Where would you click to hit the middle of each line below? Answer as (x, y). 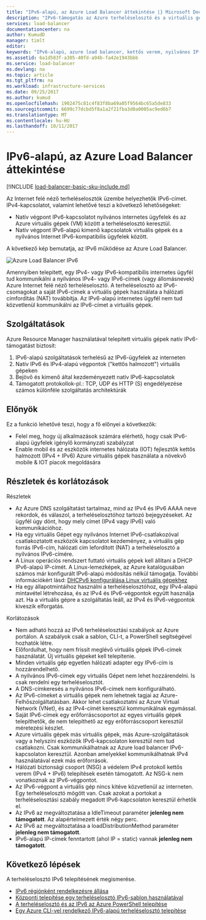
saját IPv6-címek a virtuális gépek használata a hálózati (113, 292)
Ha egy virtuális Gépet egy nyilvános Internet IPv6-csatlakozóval (97, 534)
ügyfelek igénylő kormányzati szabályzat (82, 442)
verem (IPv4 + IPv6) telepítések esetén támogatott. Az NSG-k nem (99, 773)
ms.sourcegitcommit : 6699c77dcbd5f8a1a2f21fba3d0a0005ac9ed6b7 (89, 109)
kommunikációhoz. (39, 528)
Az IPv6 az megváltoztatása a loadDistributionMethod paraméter (97, 825)
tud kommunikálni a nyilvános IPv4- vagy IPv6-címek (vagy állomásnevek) (100, 279)
